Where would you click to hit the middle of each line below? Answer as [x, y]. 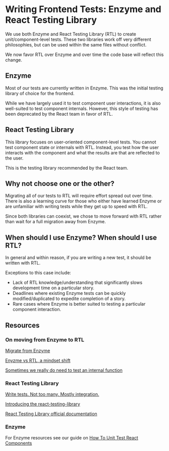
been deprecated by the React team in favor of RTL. [59, 114]
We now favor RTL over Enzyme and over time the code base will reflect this [84, 55]
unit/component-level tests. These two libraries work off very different [78, 39]
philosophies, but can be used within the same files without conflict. [76, 44]
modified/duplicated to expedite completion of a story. [69, 298]
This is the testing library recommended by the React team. [67, 168]
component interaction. [37, 310]
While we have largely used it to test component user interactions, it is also [83, 103]
